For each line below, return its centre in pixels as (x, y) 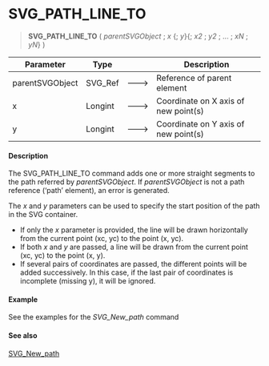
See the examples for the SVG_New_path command (94, 317)
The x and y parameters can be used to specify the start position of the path (134, 206)
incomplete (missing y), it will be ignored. (88, 281)
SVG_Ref (102, 82)
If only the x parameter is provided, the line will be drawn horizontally (134, 230)
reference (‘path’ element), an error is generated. (89, 191)
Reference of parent (194, 78)
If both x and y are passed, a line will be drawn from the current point (134, 247)
